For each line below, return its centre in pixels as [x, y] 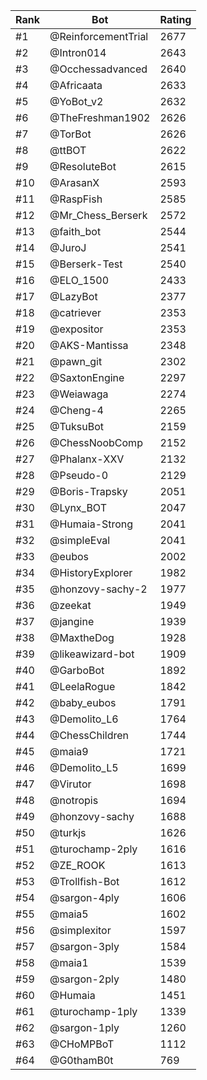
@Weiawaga [79, 394]
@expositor [76, 329]
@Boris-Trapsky [88, 491]
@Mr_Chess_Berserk [98, 215]
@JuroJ [68, 247]
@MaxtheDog [82, 637]
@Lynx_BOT [78, 507]
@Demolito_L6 [84, 719]
